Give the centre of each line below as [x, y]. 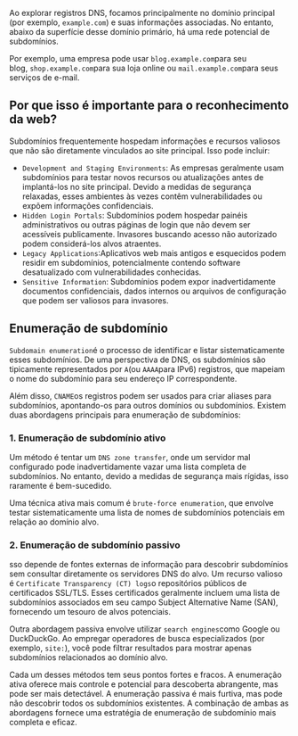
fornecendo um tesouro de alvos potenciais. [90, 612]
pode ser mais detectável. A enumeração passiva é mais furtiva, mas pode [146, 694]
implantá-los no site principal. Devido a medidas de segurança [137, 186]
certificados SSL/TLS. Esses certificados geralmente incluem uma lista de [145, 593]
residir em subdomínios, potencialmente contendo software [131, 262]
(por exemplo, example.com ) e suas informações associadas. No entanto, [141, 22]
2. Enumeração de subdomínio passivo [95, 545]
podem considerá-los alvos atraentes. [92, 244]
